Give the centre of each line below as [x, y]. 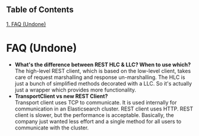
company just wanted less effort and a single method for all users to [98, 121]
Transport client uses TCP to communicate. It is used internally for [96, 102]
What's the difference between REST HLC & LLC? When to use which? [103, 64]
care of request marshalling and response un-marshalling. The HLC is [100, 77]
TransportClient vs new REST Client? [61, 96]
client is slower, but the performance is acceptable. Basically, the [94, 115]
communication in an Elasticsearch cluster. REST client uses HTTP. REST [104, 109]
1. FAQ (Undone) [26, 24]
